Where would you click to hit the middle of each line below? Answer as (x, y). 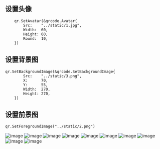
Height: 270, (37, 94)
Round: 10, (36, 39)
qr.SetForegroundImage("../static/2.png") (50, 127)
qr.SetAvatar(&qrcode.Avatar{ (46, 21)
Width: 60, (36, 30)
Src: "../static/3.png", (52, 76)
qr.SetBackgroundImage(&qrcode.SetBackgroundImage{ (60, 71)
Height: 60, (36, 34)
